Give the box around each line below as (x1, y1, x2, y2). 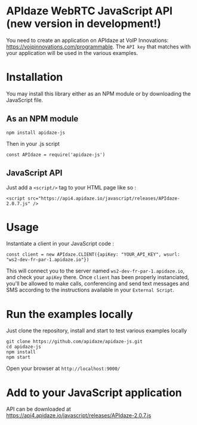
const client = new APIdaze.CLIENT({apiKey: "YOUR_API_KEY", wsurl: (6, 252, 180, 258)
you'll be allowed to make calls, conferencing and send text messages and (6, 280, 189, 288)
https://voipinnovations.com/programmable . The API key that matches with (6, 43, 191, 50)
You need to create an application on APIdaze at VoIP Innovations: (6, 36, 169, 44)
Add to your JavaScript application (6, 386, 182, 399)
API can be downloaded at (6, 405, 72, 413)
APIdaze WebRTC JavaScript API (6, 4, 173, 18)
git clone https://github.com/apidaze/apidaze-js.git (6, 339, 143, 345)
